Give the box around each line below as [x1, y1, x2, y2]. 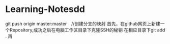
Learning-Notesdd [5, 3, 86, 15]
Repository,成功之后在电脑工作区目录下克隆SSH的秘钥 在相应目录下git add [9, 26, 165, 33]
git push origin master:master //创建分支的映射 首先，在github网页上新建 [5, 20, 160, 26]
